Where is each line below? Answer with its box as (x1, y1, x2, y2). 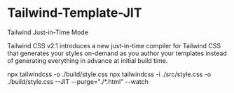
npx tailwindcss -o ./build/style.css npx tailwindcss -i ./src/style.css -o (7, 70, 212, 78)
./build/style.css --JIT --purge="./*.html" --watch (7, 77, 149, 85)
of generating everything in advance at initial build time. (7, 56, 168, 64)
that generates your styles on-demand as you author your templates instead (7, 49, 228, 57)
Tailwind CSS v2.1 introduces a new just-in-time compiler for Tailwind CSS (7, 41, 221, 50)
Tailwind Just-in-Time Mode (7, 28, 89, 36)
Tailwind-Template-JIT (7, 5, 142, 21)
